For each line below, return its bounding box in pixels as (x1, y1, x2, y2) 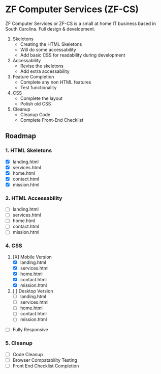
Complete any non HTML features (20, 79, 91, 85)
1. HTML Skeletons (5, 147, 52, 154)
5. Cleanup (5, 340, 33, 347)
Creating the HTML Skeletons (20, 41, 82, 47)
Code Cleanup (12, 351, 43, 357)
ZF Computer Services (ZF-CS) (5, 4, 139, 15)
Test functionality (20, 84, 57, 90)
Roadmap (5, 131, 37, 141)
